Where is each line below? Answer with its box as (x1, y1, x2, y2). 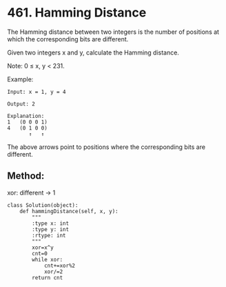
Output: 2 (7, 100, 36, 108)
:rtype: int (32, 232, 67, 239)
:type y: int (32, 226, 70, 232)
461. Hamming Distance (7, 5, 147, 21)
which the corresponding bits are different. (7, 34, 129, 43)
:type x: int (32, 219, 70, 227)
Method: (7, 170, 45, 182)
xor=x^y (32, 244, 54, 251)
